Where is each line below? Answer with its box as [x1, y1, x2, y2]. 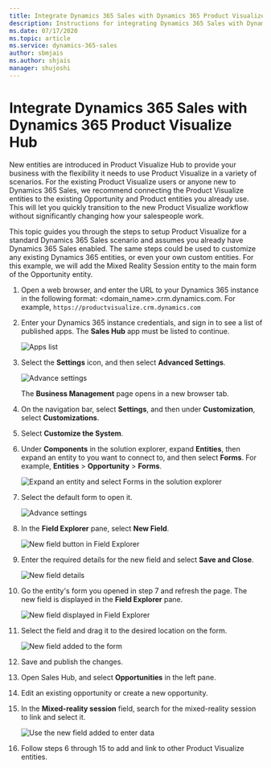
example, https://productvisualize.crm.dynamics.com [20, 302, 202, 312]
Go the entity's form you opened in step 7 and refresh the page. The [20, 585, 248, 596]
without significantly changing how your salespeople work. [9, 211, 204, 221]
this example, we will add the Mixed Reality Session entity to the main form [9, 261, 257, 270]
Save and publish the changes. [20, 657, 124, 667]
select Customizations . [20, 412, 100, 423]
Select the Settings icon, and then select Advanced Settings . [20, 357, 226, 367]
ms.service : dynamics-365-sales [9, 42, 117, 50]
